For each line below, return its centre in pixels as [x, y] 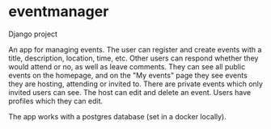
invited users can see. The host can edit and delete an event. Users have [130, 92]
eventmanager [59, 12]
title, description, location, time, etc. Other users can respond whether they [133, 58]
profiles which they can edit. [56, 101]
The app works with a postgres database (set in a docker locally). [117, 116]
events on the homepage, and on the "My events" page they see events [128, 75]
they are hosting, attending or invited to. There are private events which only [135, 84]
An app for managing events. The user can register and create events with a [135, 49]
